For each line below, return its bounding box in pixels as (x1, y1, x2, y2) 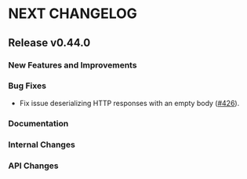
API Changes (8, 160, 59, 171)
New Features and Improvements (8, 60, 137, 71)
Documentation (8, 118, 69, 129)
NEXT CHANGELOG (8, 5, 137, 23)
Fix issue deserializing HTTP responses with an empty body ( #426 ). (19, 98, 240, 108)
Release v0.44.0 (8, 36, 91, 49)
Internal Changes (8, 139, 76, 150)
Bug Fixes (8, 80, 47, 91)
